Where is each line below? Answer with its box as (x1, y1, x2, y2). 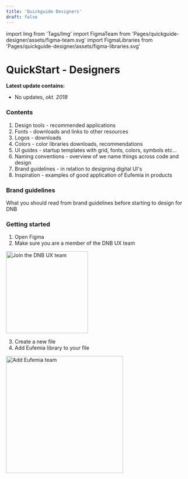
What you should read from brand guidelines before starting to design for (6, 200, 183, 207)
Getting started (6, 220, 51, 228)
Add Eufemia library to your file (14, 344, 89, 351)
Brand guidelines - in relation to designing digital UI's (14, 165, 142, 172)
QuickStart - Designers (6, 63, 121, 76)
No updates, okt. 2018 (14, 94, 68, 101)
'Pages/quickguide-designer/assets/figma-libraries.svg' (6, 42, 141, 50)
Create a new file (14, 338, 56, 345)
